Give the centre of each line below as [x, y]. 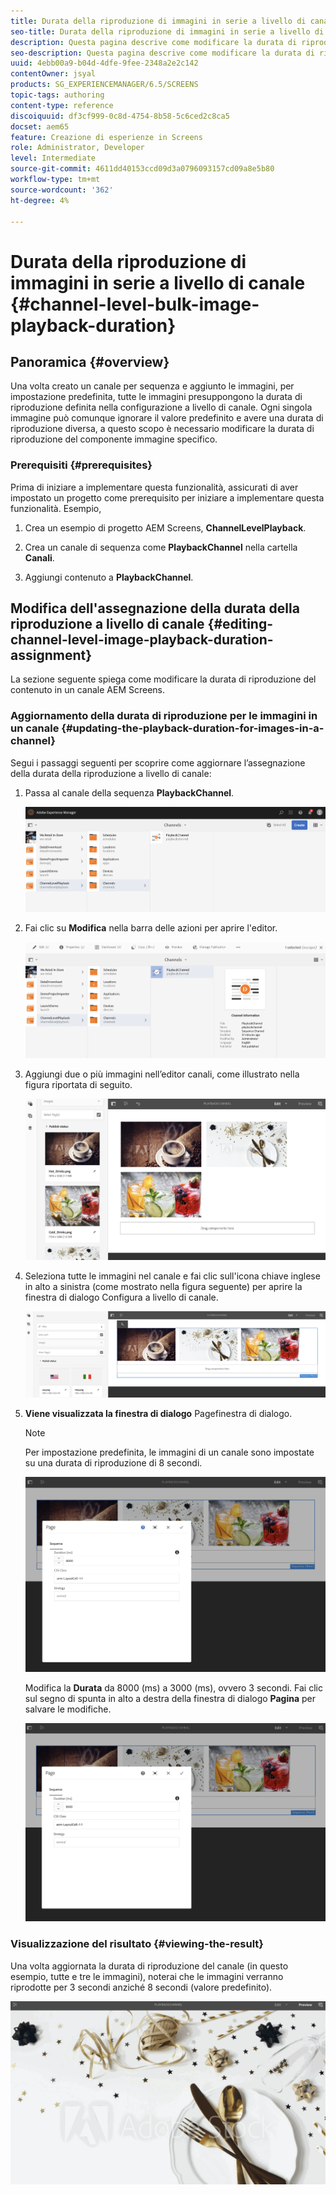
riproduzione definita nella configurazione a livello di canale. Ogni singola [161, 407]
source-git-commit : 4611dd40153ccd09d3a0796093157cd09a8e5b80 [142, 169]
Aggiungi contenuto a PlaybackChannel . [109, 577]
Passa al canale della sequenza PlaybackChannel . [129, 792]
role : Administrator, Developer [77, 148]
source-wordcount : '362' [62, 190]
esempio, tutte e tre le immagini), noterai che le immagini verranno [147, 1976]
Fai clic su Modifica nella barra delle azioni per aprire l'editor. [151, 927]
